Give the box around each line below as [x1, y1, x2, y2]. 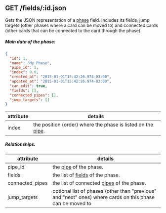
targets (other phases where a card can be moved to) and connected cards [5, 22, 158, 28]
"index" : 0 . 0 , [9, 70, 39, 75]
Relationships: [5, 141, 36, 147]
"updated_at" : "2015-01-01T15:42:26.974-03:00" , [9, 79, 112, 84]
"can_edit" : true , [9, 84, 48, 88]
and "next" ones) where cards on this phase [52, 194, 155, 201]
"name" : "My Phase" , [9, 60, 52, 66]
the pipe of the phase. [52, 164, 104, 170]
